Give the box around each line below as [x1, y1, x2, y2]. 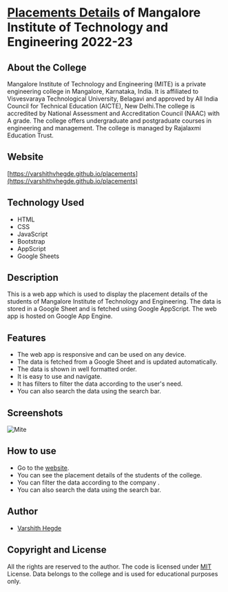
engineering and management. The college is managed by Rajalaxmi [7, 124, 201, 132]
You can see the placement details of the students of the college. [17, 471, 203, 479]
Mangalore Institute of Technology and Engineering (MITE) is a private [7, 80, 207, 88]
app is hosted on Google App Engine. [7, 312, 113, 320]
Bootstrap [17, 237, 45, 246]
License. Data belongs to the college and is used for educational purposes [7, 569, 218, 578]
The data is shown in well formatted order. [17, 365, 138, 373]
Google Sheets [17, 252, 60, 260]
